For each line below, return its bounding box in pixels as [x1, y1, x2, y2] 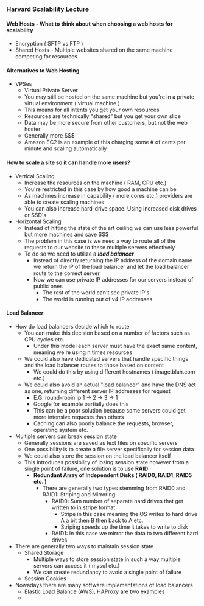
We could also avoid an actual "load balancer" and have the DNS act [24, 381, 196, 388]
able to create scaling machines [24, 198, 105, 206]
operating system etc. [33, 426, 88, 433]
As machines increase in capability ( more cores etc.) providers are [24, 192, 193, 199]
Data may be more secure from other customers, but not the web [24, 119, 188, 127]
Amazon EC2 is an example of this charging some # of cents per [24, 139, 186, 146]
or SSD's [24, 211, 47, 218]
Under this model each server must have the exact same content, [33, 342, 198, 349]
